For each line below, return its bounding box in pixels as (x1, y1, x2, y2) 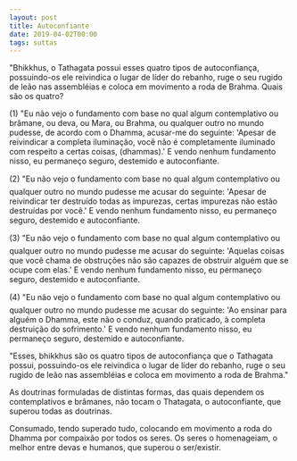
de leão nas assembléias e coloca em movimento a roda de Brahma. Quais (9, 81, 284, 92)
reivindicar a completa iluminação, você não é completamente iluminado (9, 137, 276, 147)
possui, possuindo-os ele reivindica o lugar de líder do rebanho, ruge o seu (9, 360, 285, 371)
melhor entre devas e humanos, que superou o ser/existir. (9, 442, 221, 453)
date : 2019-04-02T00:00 (9, 29, 98, 38)
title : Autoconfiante (9, 21, 90, 30)
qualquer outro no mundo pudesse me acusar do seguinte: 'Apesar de (9, 187, 267, 197)
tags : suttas (9, 38, 58, 47)
